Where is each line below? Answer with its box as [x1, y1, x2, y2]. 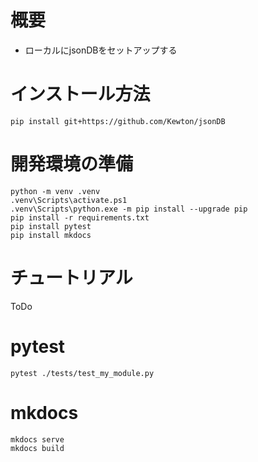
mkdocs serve [10, 434, 65, 445]
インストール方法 [10, 83, 151, 106]
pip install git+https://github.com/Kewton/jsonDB [10, 116, 226, 126]
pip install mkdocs [10, 230, 92, 240]
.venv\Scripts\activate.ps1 [10, 195, 128, 205]
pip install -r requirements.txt [10, 212, 150, 223]
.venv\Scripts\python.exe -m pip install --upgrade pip [10, 204, 248, 214]
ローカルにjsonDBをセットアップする [24, 44, 178, 56]
